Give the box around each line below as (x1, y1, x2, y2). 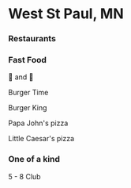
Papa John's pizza (8, 118, 69, 128)
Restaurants (8, 33, 57, 44)
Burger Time (8, 88, 49, 98)
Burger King (8, 103, 47, 113)
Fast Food (8, 55, 47, 66)
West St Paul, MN (8, 5, 124, 23)
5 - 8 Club (8, 171, 41, 181)
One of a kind (8, 154, 61, 165)
